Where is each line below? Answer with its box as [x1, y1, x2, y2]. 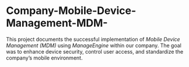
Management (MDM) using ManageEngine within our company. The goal [6, 42, 182, 49]
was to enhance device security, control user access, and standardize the [6, 48, 184, 55]
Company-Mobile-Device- [6, 4, 136, 17]
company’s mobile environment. [6, 54, 83, 61]
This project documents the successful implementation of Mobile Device [6, 36, 180, 43]
